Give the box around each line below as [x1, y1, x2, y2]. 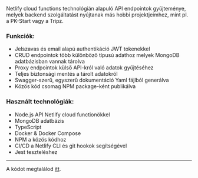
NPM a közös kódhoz [14, 136, 67, 143]
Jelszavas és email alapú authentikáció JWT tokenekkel [14, 45, 150, 52]
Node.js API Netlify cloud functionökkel [14, 111, 110, 118]
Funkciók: [6, 32, 35, 40]
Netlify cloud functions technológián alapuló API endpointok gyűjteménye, [6, 5, 186, 12]
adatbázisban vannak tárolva [14, 58, 85, 65]
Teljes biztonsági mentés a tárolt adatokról [14, 70, 118, 78]
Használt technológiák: [6, 98, 74, 106]
